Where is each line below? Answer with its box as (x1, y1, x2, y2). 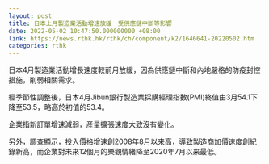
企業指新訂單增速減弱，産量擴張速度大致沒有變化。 (8, 120, 179, 129)
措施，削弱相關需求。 (8, 75, 79, 85)
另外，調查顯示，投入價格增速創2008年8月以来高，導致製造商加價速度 (8, 137, 243, 146)
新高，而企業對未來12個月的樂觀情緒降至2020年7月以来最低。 (15, 147, 221, 157)
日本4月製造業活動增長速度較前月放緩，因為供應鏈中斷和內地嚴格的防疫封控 (8, 65, 261, 75)
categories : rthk (8, 42, 67, 50)
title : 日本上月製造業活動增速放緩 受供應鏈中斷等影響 (8, 19, 172, 27)
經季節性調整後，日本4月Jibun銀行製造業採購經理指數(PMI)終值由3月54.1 (8, 92, 251, 102)
